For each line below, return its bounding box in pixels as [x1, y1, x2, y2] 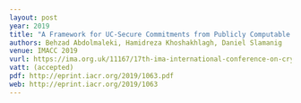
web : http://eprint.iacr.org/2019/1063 [9, 80, 159, 89]
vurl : [9, 55, 30, 64]
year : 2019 [9, 21, 50, 30]
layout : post [9, 13, 58, 22]
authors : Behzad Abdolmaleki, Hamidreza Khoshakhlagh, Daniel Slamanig [9, 38, 282, 47]
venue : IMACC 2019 [9, 47, 78, 56]
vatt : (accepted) [9, 64, 74, 73]
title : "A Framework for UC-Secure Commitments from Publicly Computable [9, 30, 291, 39]
